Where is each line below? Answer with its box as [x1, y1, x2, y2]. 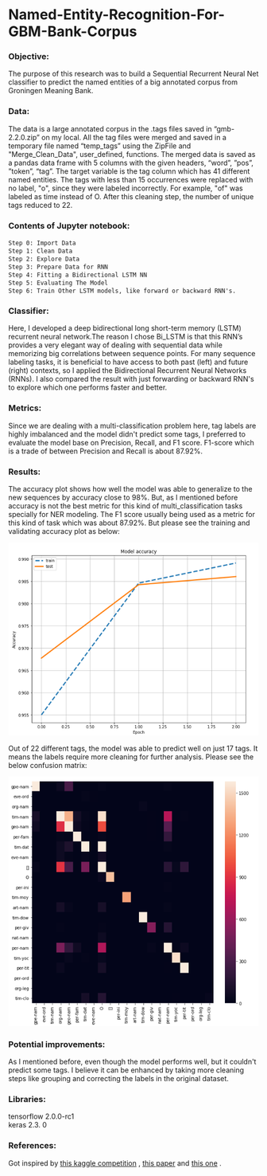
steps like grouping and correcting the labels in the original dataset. [8, 1074, 229, 1084]
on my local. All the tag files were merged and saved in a [41, 132, 226, 142]
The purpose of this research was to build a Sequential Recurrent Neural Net [8, 69, 259, 79]
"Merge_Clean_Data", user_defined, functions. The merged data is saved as [8, 149, 256, 159]
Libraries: [8, 1093, 46, 1104]
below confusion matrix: [8, 761, 87, 770]
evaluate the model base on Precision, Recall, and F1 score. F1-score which [8, 437, 254, 447]
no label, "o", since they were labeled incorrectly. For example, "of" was [8, 183, 244, 193]
